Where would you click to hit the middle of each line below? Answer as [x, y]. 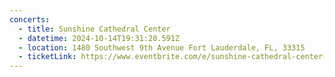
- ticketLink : [47, 57]
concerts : [30, 19]
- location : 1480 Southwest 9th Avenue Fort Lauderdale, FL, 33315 [162, 47]
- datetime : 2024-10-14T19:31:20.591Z [99, 38]
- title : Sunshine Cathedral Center [94, 29]
